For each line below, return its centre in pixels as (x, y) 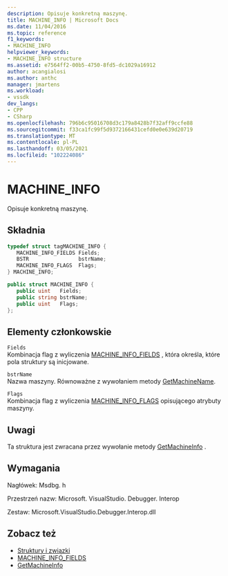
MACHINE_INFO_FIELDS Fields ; (58, 253)
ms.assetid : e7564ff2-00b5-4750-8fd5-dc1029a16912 (82, 65)
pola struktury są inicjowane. (48, 362)
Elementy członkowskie (59, 332)
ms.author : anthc (32, 78)
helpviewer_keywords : (38, 53)
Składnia (27, 230)
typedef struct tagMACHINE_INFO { (57, 246)
